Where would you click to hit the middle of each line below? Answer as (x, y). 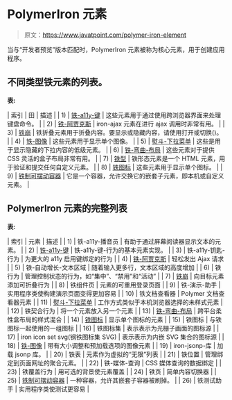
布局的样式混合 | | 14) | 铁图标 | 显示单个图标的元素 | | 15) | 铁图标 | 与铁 (121, 319)
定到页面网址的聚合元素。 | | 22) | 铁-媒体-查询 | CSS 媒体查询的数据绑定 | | (114, 362)
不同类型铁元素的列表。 (57, 82)
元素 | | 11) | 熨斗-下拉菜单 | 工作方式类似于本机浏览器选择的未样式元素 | (121, 302)
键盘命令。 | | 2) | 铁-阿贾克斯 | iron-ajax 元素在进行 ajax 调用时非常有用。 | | (116, 124)
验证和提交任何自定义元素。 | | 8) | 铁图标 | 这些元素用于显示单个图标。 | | (118, 167)
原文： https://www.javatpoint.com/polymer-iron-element (105, 35)
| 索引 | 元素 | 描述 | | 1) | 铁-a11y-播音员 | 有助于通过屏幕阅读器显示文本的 (111, 241)
